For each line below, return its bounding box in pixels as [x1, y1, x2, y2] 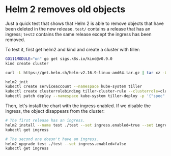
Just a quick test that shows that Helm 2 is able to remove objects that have [5, 20, 164, 26]
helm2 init [5, 79, 28, 84]
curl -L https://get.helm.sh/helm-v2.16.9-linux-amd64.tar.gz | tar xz [5, 70, 160, 75]
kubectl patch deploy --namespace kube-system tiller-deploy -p [5, 93, 145, 99]
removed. [5, 37, 25, 43]
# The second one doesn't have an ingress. [5, 136, 99, 142]
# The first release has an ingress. [5, 118, 85, 123]
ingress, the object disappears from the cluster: [5, 108, 105, 114]
